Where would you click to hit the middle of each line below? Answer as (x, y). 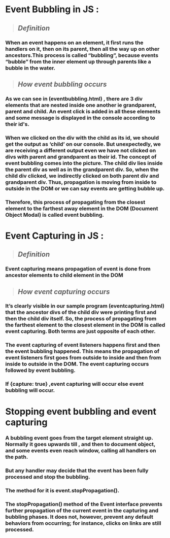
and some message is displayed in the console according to (80, 118)
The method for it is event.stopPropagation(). (62, 491)
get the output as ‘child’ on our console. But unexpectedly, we (83, 144)
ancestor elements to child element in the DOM (64, 275)
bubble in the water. (30, 68)
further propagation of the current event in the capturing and (82, 511)
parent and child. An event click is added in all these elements (83, 111)
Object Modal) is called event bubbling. (55, 215)
